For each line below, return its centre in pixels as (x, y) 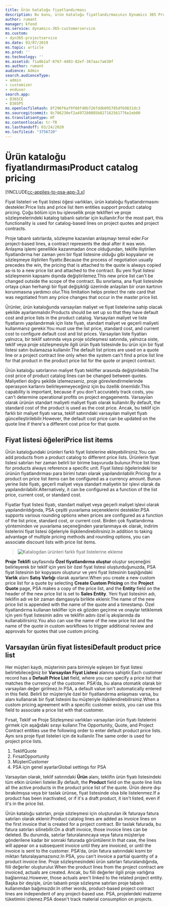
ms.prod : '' (18, 52)
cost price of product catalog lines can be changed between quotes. (76, 376)
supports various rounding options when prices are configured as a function (84, 515)
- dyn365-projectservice (31, 38)
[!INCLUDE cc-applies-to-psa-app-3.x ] (45, 192)
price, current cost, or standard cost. (43, 495)
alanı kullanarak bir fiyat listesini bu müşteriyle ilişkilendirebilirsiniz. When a (82, 699)
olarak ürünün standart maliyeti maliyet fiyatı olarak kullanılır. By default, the (83, 403)
